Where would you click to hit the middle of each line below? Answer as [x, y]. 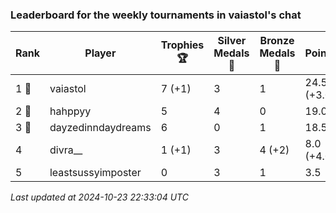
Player [100, 53]
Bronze [277, 41]
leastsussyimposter [95, 173]
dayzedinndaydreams [100, 128]
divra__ [66, 150]
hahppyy [70, 111]
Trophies [182, 45]
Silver [232, 41]
